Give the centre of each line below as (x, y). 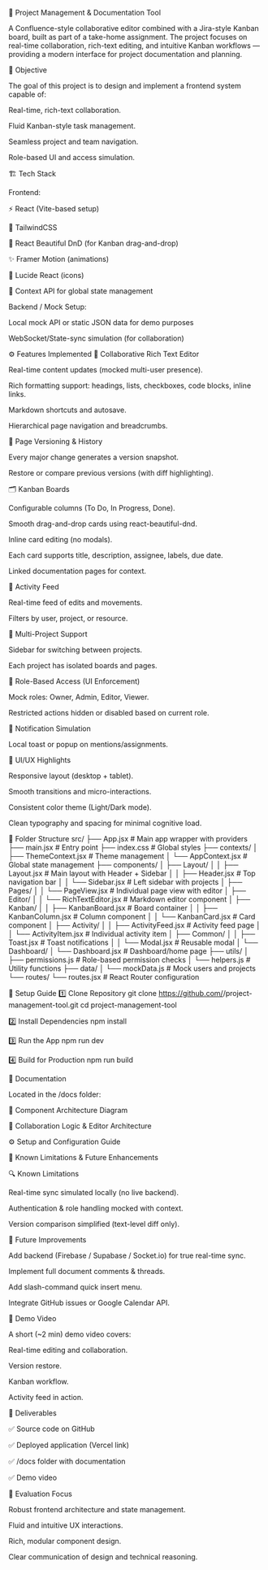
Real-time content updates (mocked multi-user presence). (106, 370)
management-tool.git (43, 1005)
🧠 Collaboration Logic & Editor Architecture (80, 1126)
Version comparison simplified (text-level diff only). (94, 1224)
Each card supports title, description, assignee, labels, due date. (116, 555)
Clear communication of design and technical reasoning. (103, 1557)
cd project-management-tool (128, 1005)
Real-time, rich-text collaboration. (65, 110)
